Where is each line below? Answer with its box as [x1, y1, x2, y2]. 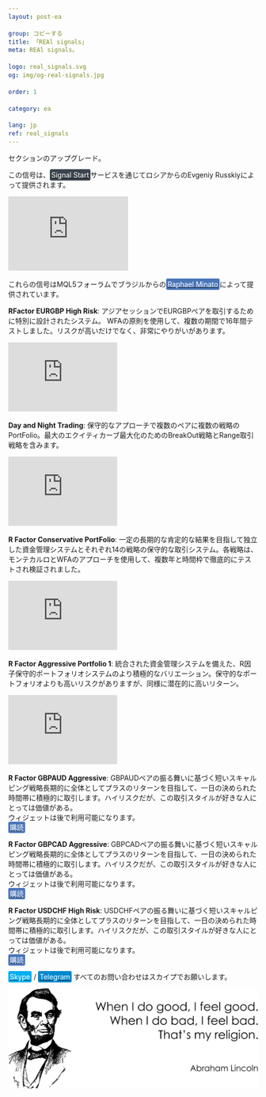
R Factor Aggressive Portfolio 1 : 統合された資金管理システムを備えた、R [8, 659, 245, 668]
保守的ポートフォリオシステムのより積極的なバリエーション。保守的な [14, 669, 244, 678]
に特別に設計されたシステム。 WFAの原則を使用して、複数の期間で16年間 [8, 316, 247, 325]
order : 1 [8, 88, 37, 96]
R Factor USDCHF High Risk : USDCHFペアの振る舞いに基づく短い [8, 905, 223, 915]
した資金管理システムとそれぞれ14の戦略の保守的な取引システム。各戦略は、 [8, 545, 258, 554]
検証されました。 [28, 564, 85, 574]
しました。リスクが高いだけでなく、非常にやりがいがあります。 [21, 325, 230, 336]
